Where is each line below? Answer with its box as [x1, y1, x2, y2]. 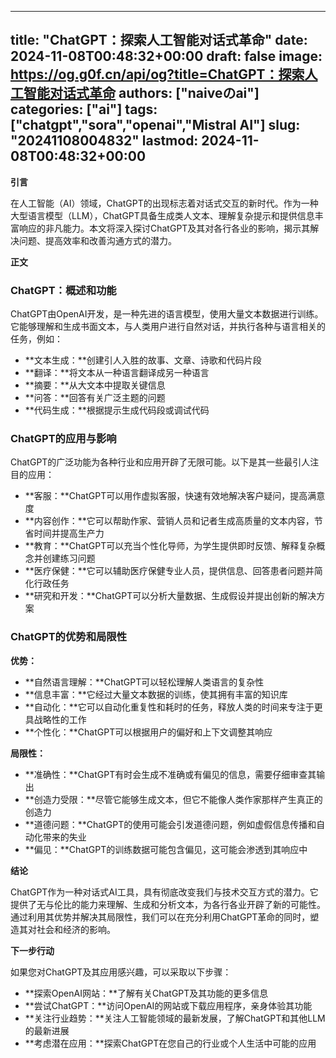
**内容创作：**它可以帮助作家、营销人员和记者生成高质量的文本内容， [24, 515, 315, 527]
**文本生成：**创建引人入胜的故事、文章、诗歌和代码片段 [24, 354, 262, 366]
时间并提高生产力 [33, 527, 105, 540]
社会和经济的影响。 [36, 923, 116, 935]
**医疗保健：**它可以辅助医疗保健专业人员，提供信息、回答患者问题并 [24, 565, 315, 577]
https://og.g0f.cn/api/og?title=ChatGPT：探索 [10, 66, 305, 83]
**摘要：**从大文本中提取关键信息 [24, 379, 166, 391]
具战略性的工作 [24, 713, 87, 725]
